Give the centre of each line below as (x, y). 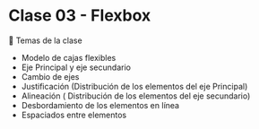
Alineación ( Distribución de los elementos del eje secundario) (136, 96)
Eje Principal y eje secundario (76, 67)
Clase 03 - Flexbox (80, 16)
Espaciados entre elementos (74, 115)
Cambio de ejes (50, 76)
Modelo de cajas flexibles (69, 57)
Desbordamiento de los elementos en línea (100, 105)
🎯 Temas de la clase (45, 40)
